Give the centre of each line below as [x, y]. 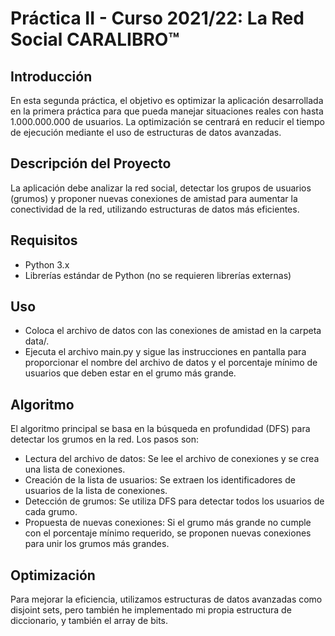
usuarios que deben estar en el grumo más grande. [130, 373]
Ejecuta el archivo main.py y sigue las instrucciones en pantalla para [165, 352]
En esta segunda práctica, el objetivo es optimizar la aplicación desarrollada [167, 100]
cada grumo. [51, 512]
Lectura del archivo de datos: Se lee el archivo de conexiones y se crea [172, 459]
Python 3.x [47, 264]
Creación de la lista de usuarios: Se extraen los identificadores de [160, 480]
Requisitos [44, 240]
